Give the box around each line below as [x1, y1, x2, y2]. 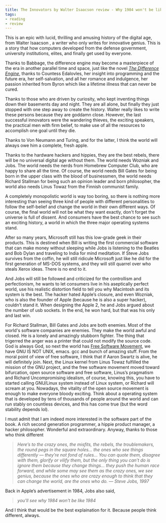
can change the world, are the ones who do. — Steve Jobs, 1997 [17, 478, 149, 484]
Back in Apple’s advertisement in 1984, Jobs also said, [5, 488, 116, 494]
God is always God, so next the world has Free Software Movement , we [5, 343, 151, 349]
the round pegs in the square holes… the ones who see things [17, 447, 143, 453]
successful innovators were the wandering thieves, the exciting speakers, [5, 117, 155, 123]
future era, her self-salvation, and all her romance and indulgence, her [5, 76, 148, 82]
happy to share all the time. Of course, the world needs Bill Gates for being [5, 168, 157, 174]
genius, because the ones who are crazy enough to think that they [17, 473, 153, 479]
